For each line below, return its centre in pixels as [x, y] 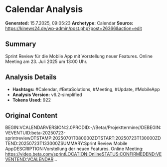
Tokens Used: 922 [32, 100]
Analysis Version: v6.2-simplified [47, 94]
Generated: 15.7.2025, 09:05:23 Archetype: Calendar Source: [69, 23]
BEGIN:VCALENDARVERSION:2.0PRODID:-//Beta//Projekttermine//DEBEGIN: [83, 127]
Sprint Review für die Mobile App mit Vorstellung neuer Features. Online [79, 56]
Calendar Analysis [44, 9]
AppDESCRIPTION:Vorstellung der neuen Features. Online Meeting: [74, 149]
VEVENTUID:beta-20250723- [35, 133]
